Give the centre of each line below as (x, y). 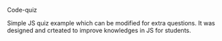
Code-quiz (22, 10)
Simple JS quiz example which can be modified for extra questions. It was (111, 23)
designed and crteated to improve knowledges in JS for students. (99, 30)
